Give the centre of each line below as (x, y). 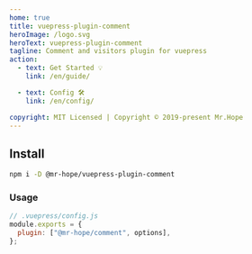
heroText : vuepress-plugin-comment (76, 43)
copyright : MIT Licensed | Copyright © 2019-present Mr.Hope (126, 117)
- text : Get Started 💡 (60, 68)
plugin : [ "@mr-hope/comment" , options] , (94, 233)
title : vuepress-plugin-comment (70, 26)
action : (24, 59)
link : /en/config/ (60, 101)
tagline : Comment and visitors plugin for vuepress (108, 51)
